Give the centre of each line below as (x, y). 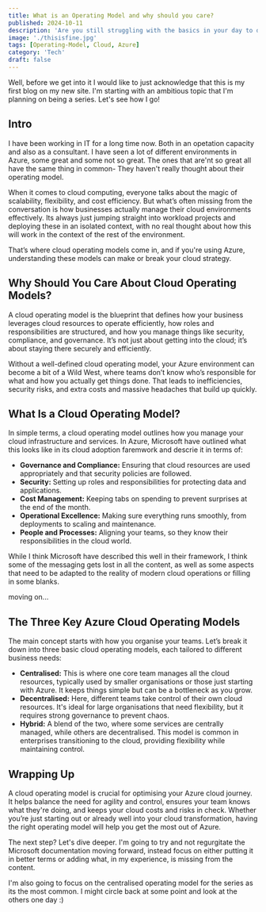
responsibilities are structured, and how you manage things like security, (126, 331)
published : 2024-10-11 (46, 23)
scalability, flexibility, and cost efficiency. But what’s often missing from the (131, 201)
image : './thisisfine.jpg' (53, 38)
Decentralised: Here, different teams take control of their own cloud (131, 699)
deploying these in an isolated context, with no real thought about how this (130, 226)
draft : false (30, 60)
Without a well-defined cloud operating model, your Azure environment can (131, 364)
